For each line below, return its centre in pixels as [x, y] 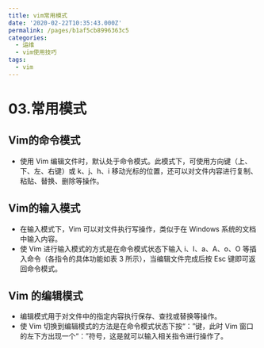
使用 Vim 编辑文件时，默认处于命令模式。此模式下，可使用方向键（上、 [136, 161]
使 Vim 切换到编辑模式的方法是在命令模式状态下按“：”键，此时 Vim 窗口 [136, 327]
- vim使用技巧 [36, 52]
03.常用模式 [48, 109]
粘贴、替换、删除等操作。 [61, 181]
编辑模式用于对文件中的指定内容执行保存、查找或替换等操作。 [121, 316]
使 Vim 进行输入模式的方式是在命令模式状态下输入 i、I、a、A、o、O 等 [134, 249]
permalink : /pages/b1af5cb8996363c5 [69, 30]
